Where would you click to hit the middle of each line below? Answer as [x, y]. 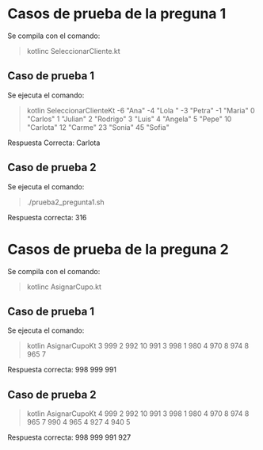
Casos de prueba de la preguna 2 [118, 249]
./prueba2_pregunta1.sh [65, 202]
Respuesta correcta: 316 [47, 217]
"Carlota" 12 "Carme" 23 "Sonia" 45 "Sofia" [98, 127]
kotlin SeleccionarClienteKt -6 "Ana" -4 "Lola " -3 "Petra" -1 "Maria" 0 [141, 110]
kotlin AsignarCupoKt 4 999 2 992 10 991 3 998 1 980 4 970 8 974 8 [138, 414]
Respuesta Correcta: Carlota [54, 143]
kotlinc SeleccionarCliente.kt [73, 51]
